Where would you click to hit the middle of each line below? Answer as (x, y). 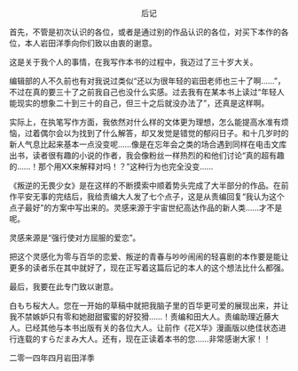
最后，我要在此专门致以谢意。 (63, 286)
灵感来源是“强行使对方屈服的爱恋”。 (75, 238)
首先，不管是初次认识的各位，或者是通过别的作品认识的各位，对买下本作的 (145, 32)
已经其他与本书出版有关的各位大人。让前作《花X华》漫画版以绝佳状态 (152, 328)
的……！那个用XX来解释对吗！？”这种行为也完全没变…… (111, 166)
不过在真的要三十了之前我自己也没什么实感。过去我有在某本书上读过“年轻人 (147, 92)
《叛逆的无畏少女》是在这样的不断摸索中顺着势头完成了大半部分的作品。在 (145, 185)
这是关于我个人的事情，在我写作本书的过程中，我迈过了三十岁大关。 (133, 62)
